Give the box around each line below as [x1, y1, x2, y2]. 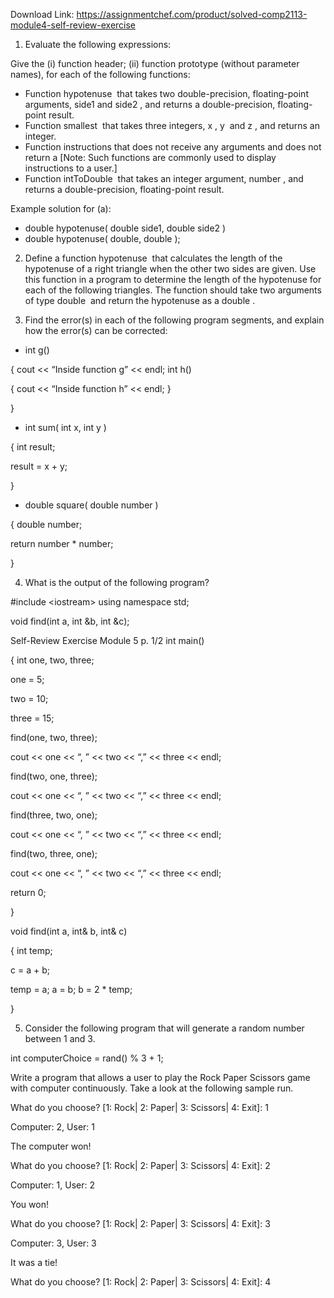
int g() [24, 344, 50, 356]
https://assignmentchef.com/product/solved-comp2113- [76, 9, 308, 20]
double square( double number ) [24, 499, 159, 511]
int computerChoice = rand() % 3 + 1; [10, 1052, 164, 1064]
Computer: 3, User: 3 [10, 1237, 97, 1249]
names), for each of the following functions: [10, 69, 191, 80]
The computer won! [10, 1140, 92, 1152]
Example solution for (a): [10, 203, 112, 214]
